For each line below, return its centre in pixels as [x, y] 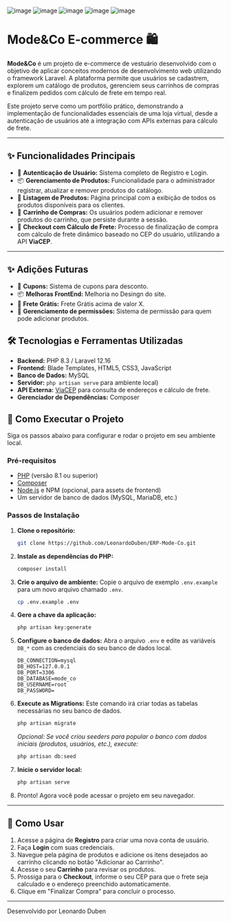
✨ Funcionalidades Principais [71, 156]
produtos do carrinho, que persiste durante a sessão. [92, 219]
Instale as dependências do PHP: [65, 556]
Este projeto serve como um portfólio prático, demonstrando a [95, 106]
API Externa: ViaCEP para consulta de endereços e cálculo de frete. [114, 390]
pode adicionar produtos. [53, 318]
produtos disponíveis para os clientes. [71, 205]
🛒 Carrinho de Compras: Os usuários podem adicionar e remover [110, 212]
